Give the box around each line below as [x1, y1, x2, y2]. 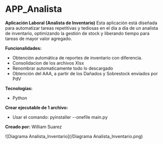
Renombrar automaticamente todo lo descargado [12, 65, 113, 71]
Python [12, 95, 27, 101]
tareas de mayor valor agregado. [5, 36, 72, 42]
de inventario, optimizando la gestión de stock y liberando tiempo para [5, 30, 150, 36]
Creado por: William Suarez [5, 124, 62, 130]
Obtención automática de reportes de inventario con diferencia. [12, 54, 143, 60]
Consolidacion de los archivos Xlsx [12, 60, 84, 66]
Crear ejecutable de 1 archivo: [5, 104, 68, 110]
